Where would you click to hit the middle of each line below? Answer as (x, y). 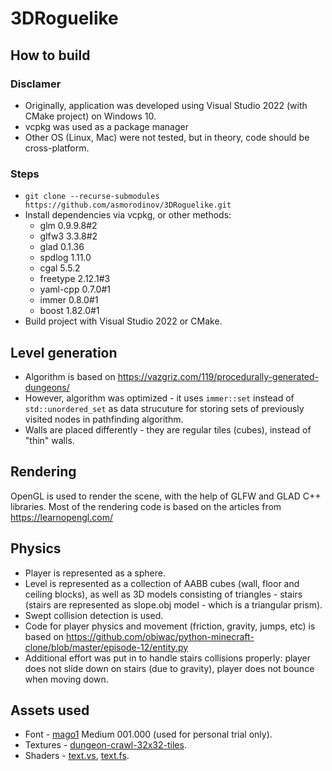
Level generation (64, 352)
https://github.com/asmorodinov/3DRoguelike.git (128, 205)
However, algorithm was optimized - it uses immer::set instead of (159, 398)
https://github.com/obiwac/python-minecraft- (160, 636)
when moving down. (66, 679)
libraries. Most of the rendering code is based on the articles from (146, 506)
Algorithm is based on (70, 376)
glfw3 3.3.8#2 (68, 236)
